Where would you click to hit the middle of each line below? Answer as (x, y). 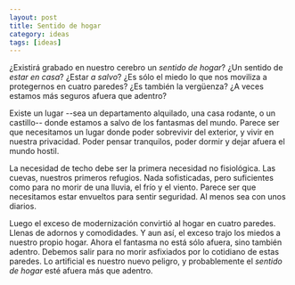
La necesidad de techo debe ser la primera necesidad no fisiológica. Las (143, 168)
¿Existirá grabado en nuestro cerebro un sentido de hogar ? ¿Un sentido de (146, 68)
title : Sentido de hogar (55, 26)
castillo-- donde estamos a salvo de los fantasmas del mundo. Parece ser (144, 123)
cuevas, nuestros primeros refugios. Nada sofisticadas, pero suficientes (142, 178)
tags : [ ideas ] (36, 42)
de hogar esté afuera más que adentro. (81, 271)
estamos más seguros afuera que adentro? (88, 96)
